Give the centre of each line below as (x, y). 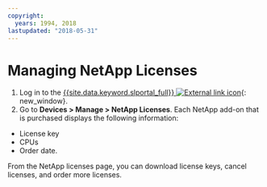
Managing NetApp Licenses (103, 70)
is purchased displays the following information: (99, 118)
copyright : (26, 16)
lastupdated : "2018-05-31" (53, 30)
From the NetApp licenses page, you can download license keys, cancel (127, 166)
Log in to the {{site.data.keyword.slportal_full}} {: (133, 92)
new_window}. (44, 101)
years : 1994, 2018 (46, 23)
